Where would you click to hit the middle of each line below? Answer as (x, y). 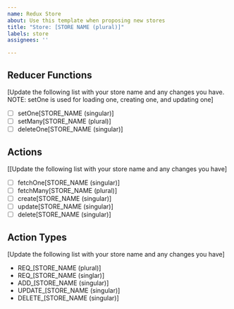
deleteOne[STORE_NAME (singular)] (70, 129)
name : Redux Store (34, 14)
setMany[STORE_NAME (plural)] (64, 121)
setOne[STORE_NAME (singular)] (66, 113)
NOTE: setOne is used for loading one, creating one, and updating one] (110, 99)
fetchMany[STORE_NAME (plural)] (67, 191)
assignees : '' (28, 40)
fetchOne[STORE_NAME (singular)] (69, 182)
